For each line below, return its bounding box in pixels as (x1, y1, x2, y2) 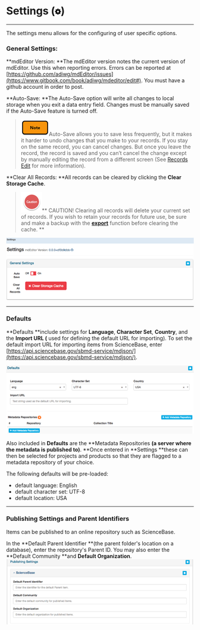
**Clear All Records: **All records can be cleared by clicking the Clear (6, 174, 182, 181)
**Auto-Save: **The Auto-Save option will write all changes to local (6, 95, 174, 102)
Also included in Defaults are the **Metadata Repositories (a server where (6, 439, 192, 446)
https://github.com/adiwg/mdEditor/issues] (8, 70, 114, 78)
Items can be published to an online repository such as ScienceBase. (6, 528, 176, 535)
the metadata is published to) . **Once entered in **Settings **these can (6, 446, 189, 453)
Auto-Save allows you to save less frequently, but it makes (48, 131, 192, 138)
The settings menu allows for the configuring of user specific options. (6, 29, 177, 36)
